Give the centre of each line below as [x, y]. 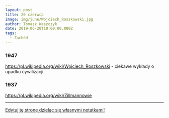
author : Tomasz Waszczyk [31, 24]
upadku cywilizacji [24, 72]
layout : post [19, 10]
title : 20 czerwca [24, 15]
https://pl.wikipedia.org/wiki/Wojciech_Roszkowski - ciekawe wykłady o [80, 66]
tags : [11, 33]
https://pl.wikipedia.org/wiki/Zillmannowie [49, 95]
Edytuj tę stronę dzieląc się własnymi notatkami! [55, 110]
